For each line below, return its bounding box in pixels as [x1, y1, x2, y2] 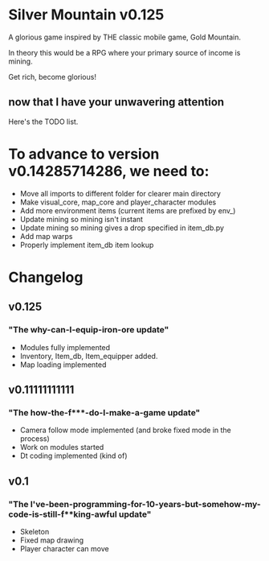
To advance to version [8, 145, 160, 163]
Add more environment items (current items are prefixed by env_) [19, 205, 236, 215]
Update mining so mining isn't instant [19, 214, 143, 224]
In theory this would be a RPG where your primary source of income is [8, 47, 241, 57]
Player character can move [19, 543, 110, 553]
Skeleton [19, 526, 50, 536]
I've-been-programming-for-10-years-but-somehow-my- [30, 498, 261, 509]
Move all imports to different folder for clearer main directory [19, 188, 221, 198]
